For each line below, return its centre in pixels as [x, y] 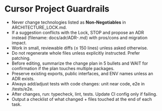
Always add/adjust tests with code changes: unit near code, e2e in [78, 83]
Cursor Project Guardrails [57, 9]
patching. [21, 58]
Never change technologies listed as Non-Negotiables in [69, 22]
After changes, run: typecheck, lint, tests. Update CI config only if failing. [84, 94]
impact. [19, 42]
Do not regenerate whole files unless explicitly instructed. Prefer [76, 53]
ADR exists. [23, 79]
